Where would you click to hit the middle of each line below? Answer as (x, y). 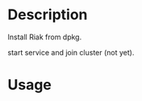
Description (48, 15)
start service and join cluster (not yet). (71, 52)
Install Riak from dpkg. (45, 37)
